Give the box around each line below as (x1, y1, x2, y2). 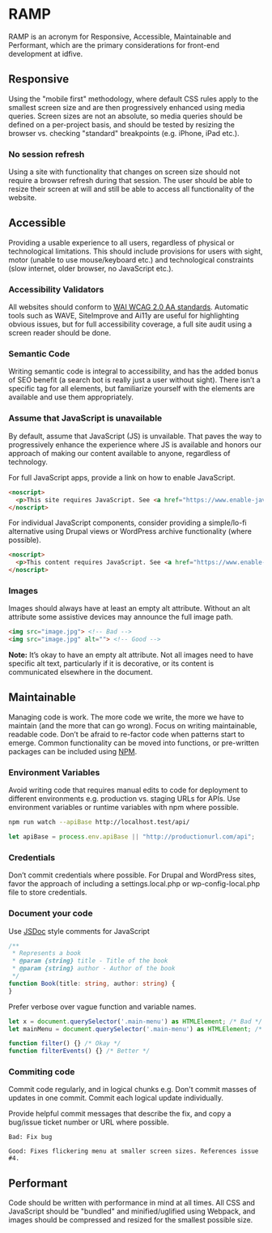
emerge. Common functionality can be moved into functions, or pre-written (8, 738, 259, 748)
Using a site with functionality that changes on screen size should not (8, 167, 240, 177)
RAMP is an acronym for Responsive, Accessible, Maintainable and (8, 32, 232, 41)
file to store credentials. (8, 888, 87, 898)
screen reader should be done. (8, 328, 112, 338)
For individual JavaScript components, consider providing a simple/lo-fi (8, 518, 247, 527)
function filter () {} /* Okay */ (8, 1039, 121, 1047)
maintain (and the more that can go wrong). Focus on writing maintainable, (8, 720, 257, 730)
